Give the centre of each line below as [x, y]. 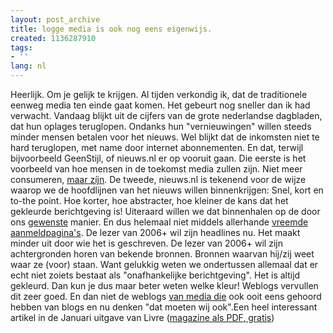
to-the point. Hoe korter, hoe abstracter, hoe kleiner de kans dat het [149, 200]
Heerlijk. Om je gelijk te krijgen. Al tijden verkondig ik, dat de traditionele [159, 94]
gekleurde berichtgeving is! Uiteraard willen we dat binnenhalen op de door [165, 211]
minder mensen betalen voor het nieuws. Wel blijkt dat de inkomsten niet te [165, 137]
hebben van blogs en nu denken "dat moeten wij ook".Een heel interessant [164, 307]
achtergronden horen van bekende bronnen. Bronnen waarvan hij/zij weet [162, 254]
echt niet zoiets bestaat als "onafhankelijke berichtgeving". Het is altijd [155, 275]
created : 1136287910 [53, 38]
